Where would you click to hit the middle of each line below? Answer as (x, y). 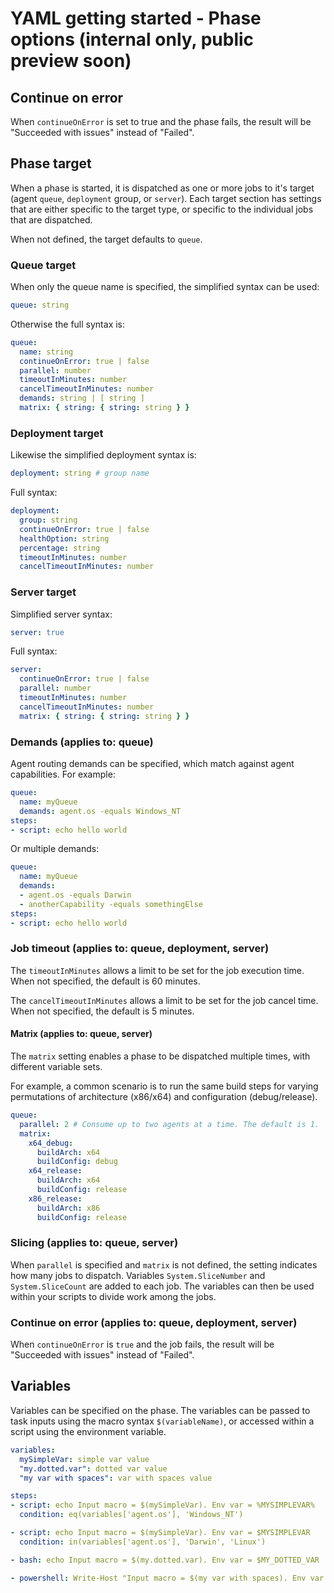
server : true (37, 632)
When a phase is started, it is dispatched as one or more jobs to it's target (162, 188)
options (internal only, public (132, 39)
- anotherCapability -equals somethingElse (111, 904)
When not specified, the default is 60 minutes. (105, 981)
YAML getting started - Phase (136, 18)
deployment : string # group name (80, 473)
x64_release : (55, 1171)
